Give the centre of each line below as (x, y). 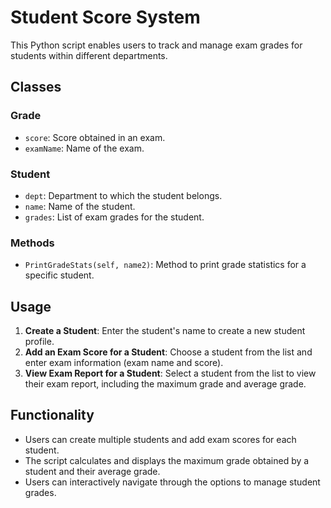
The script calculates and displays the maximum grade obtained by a (167, 460)
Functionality (52, 415)
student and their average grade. (92, 471)
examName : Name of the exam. (84, 148)
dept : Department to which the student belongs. (123, 195)
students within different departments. (89, 55)
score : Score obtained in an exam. (95, 137)
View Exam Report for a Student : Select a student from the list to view (170, 373)
